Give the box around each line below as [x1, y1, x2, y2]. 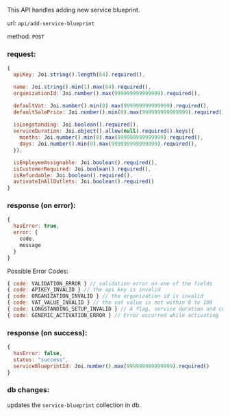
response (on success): [7, 328, 88, 337]
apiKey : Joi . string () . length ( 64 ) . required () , [13, 71, 146, 78]
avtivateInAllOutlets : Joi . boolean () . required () [13, 178, 155, 185]
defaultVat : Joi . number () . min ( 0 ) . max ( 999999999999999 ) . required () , [13, 102, 210, 109]
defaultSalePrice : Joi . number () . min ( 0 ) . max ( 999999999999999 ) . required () [13, 109, 225, 116]
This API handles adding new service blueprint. [7, 6, 140, 14]
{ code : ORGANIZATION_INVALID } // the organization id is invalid [7, 293, 204, 300]
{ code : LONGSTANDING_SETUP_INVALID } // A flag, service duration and [7, 306, 216, 313]
